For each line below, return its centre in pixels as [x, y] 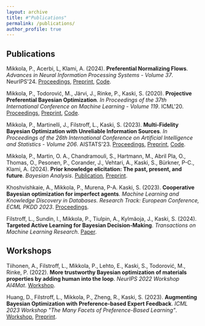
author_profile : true [34, 29]
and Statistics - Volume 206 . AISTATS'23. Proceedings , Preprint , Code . [96, 144]
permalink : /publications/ [41, 23]
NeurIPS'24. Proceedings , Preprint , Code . [59, 82]
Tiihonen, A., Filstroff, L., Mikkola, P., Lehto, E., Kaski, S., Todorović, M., [96, 265]
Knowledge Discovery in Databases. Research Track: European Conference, [103, 201]
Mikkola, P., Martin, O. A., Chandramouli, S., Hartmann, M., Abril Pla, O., [96, 156]
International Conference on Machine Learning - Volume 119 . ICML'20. [95, 106]
